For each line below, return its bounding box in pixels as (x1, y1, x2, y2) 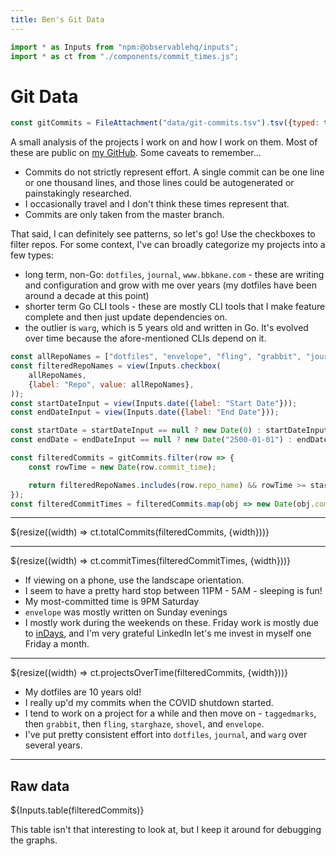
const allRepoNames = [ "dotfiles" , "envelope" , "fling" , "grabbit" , (10, 352, 302, 362)
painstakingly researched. (24, 187, 132, 200)
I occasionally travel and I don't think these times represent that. (24, 198, 290, 210)
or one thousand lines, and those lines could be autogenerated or (24, 177, 295, 189)
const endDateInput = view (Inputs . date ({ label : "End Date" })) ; (10, 407, 280, 418)
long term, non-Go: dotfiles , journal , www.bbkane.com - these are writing (24, 269, 325, 281)
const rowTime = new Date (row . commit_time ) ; (28, 462, 217, 472)
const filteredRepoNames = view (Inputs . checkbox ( (10, 361, 222, 371)
